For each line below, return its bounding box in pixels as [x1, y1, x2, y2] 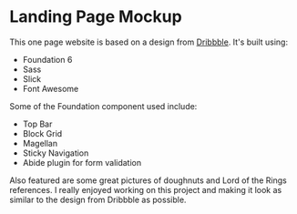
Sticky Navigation [22, 148, 89, 158]
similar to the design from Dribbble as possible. [9, 194, 187, 205]
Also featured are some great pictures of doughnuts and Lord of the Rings [9, 175, 287, 186]
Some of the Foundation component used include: [9, 100, 198, 111]
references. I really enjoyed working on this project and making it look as [9, 184, 282, 195]
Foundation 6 [22, 54, 73, 65]
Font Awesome [22, 83, 79, 94]
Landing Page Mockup [9, 6, 182, 27]
